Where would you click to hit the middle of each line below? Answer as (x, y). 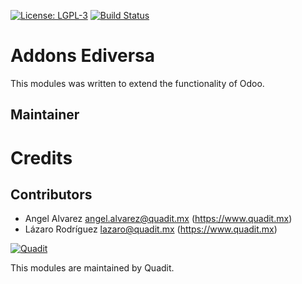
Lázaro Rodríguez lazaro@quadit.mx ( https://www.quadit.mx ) (151, 229)
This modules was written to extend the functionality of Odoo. (137, 83)
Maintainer (45, 115)
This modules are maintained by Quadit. (92, 268)
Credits (41, 157)
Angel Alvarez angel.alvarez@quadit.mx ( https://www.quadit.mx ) (158, 219)
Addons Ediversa (83, 56)
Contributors (51, 194)
